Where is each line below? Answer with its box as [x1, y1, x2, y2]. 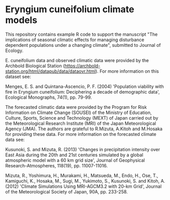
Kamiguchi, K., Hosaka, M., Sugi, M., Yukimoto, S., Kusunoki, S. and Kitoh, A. [5, 178, 165, 184]
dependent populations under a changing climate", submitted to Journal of [5, 42, 161, 48]
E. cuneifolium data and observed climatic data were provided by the [5, 57, 149, 63]
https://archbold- [64, 63, 100, 69]
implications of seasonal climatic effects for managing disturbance [5, 37, 145, 43]
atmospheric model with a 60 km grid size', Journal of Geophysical [5, 157, 145, 163]
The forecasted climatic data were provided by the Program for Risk [5, 104, 147, 110]
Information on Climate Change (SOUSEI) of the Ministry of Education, [5, 109, 152, 116]
